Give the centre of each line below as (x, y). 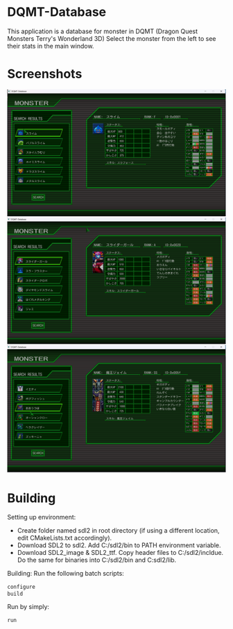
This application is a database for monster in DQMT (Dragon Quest (103, 31)
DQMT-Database (57, 12)
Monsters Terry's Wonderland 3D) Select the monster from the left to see (112, 38)
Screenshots (45, 74)
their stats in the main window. (51, 46)
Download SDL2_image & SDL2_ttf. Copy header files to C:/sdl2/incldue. (120, 553)
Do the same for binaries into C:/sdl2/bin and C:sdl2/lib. (97, 560)
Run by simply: (28, 607)
